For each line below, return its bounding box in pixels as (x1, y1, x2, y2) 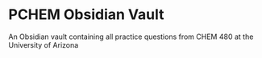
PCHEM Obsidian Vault (8, 6, 164, 24)
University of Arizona (8, 40, 79, 49)
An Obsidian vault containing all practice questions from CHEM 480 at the (8, 32, 254, 41)
